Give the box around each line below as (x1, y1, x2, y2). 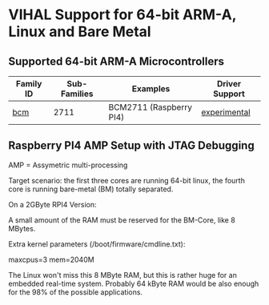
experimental (201, 106, 251, 118)
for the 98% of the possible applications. (8, 287, 143, 297)
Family (15, 78, 42, 89)
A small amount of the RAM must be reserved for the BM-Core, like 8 (8, 215, 236, 225)
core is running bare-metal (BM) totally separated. (8, 184, 174, 194)
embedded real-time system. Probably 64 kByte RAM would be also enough (8, 279, 259, 288)
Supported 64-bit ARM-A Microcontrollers (8, 54, 225, 68)
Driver (216, 78, 242, 89)
